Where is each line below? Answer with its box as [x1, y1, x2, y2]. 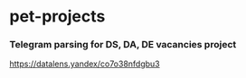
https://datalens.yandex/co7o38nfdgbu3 [9, 58, 160, 69]
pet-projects [9, 6, 106, 27]
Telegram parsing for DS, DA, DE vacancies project [9, 39, 237, 51]
